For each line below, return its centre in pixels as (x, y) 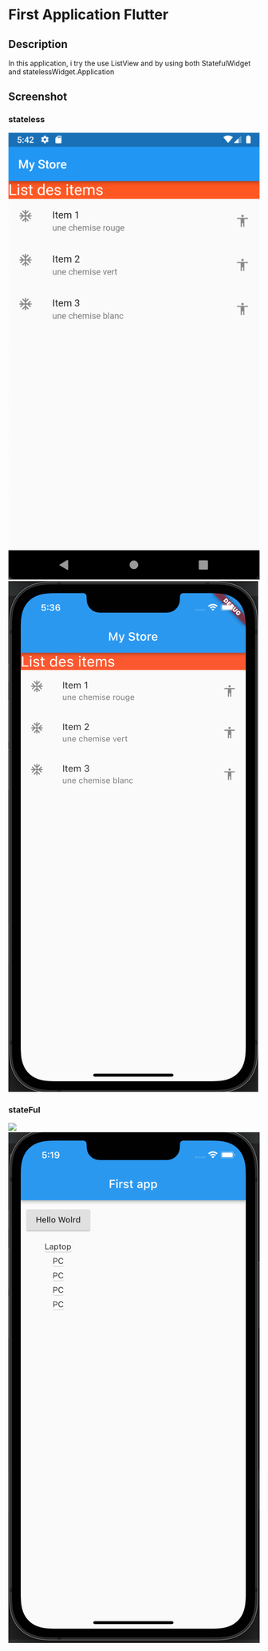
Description (38, 44)
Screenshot (38, 97)
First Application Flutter (89, 15)
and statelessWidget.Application (61, 72)
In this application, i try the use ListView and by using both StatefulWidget (130, 63)
